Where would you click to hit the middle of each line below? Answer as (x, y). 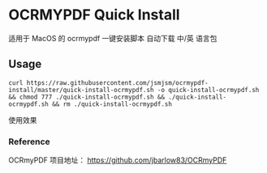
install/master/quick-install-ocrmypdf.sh (81, 90)
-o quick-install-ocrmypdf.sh (208, 90)
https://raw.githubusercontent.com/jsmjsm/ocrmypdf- (117, 82)
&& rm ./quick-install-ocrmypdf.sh (112, 104)
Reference (29, 141)
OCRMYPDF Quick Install (94, 15)
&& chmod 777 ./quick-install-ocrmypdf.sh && (86, 97)
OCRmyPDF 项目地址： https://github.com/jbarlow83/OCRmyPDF (118, 160)
